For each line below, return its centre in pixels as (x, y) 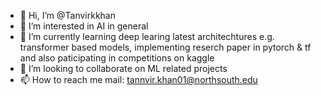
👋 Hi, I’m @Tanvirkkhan (67, 15)
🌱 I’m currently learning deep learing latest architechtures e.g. (147, 36)
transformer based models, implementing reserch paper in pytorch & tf (165, 47)
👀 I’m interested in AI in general (84, 26)
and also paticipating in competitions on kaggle (117, 58)
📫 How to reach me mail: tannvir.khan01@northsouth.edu (138, 79)
